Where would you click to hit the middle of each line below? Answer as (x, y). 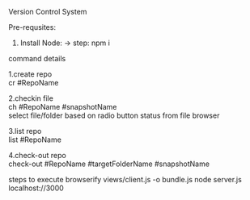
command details (37, 58)
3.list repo (25, 131)
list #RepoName (35, 140)
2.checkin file (31, 98)
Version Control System (48, 12)
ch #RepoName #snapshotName (63, 107)
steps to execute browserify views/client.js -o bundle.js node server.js (125, 179)
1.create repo (30, 74)
